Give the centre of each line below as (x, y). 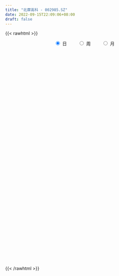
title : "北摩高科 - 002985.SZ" (36, 10)
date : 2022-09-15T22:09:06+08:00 (40, 15)
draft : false (19, 19)
